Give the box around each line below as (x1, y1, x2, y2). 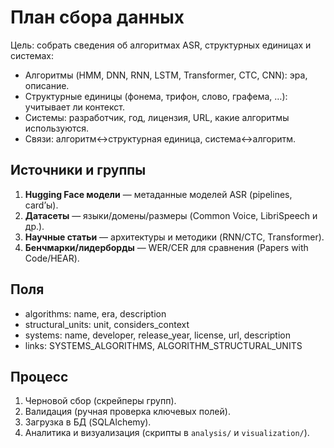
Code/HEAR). (24, 252, 80, 264)
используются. (24, 122, 90, 134)
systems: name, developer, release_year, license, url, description (24, 329, 292, 341)
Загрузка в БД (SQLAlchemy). (24, 416, 152, 428)
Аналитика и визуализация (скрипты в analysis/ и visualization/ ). (24, 427, 310, 439)
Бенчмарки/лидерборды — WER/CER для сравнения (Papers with (24, 241, 309, 253)
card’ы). (24, 199, 59, 211)
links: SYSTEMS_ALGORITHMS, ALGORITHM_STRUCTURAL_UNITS (24, 339, 303, 351)
